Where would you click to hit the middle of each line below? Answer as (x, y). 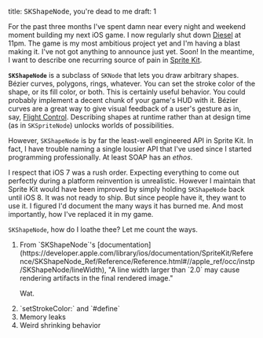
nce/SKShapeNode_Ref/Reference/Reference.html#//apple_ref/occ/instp (137, 261)
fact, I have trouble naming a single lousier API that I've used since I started (130, 149)
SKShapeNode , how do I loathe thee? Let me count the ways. (103, 230)
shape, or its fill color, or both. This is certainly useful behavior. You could (127, 92)
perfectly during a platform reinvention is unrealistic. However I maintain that (132, 181)
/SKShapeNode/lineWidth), (63, 270)
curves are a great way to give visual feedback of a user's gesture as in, (125, 108)
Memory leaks (43, 317)
